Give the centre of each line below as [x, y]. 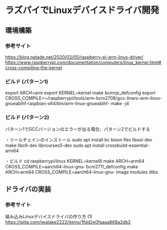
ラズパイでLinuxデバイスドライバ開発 [82, 10]
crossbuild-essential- [128, 145]
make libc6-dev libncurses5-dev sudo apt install [55, 145]
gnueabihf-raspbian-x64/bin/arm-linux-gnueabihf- [57, 104]
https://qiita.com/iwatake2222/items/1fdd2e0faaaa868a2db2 [68, 222]
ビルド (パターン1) [27, 82]
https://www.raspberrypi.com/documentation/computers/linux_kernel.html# [83, 62]
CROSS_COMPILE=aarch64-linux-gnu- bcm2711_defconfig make [72, 167]
